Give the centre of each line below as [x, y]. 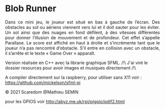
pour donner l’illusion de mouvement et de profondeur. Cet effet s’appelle [82, 38]
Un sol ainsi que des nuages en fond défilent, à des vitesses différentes [82, 32]
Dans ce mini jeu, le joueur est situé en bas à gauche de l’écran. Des [82, 22]
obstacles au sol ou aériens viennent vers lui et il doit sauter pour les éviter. [82, 27]
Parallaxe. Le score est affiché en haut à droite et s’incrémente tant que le [82, 43]
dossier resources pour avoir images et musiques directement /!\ [71, 68]
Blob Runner [31, 9]
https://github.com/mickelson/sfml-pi [43, 82]
